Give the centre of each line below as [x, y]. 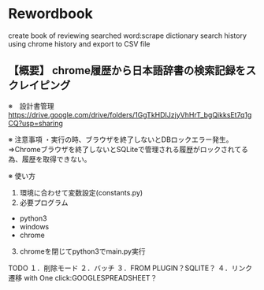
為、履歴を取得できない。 [50, 159]
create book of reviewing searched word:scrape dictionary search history [127, 35]
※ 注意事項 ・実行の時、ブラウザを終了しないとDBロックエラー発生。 [121, 139]
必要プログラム [44, 203]
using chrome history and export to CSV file [79, 43]
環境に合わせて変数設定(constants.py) [81, 192]
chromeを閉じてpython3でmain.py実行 [82, 251]
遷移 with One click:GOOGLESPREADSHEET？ [83, 277]
